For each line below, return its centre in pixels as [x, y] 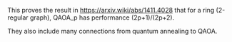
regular [18, 17]
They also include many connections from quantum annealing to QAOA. [112, 31]
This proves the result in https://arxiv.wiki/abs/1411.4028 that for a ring [111, 10]
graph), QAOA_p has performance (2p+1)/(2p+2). [102, 17]
